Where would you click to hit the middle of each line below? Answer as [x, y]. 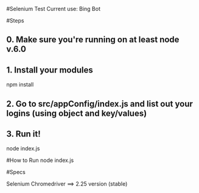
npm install [20, 85]
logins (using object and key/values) [77, 113]
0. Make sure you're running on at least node [93, 40]
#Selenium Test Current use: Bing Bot [53, 9]
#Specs [16, 172]
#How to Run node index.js [40, 160]
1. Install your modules [50, 70]
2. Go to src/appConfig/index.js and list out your [100, 104]
